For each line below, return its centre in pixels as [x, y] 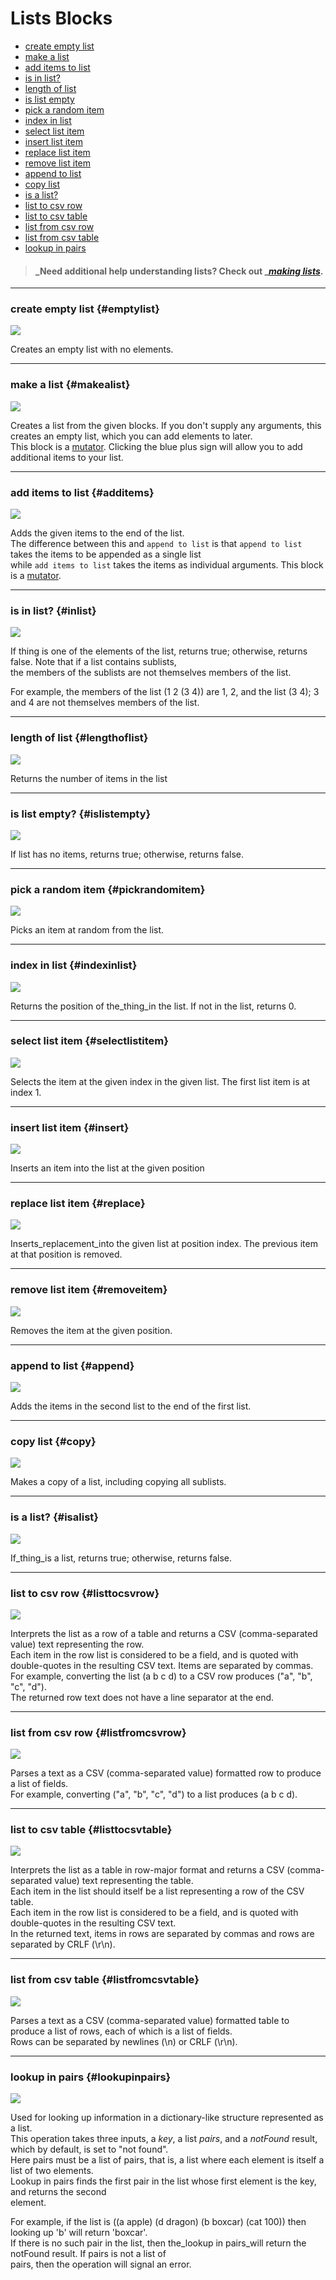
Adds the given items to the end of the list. [97, 533]
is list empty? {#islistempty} [81, 814]
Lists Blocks [61, 18]
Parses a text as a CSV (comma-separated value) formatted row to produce [166, 1773]
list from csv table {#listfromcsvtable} [105, 1980]
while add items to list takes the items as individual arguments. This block [167, 565]
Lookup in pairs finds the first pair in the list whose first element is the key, [163, 2181]
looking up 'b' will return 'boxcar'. [79, 2233]
